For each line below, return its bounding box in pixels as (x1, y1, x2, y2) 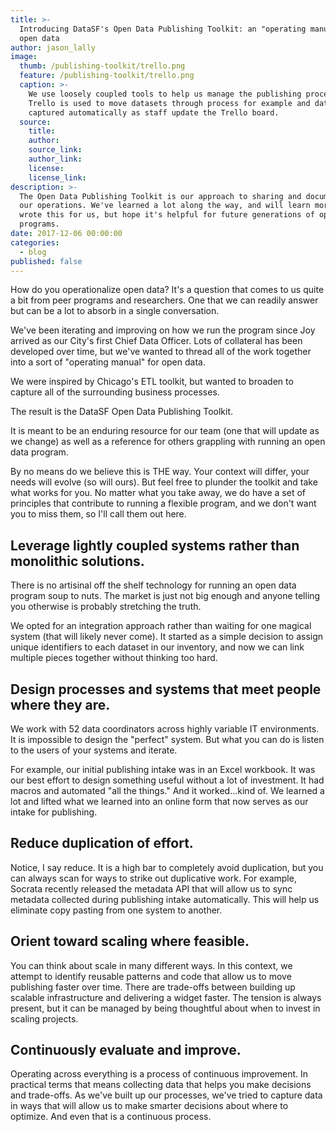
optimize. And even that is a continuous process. (10, 1111, 212, 1123)
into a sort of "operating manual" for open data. (10, 356, 206, 368)
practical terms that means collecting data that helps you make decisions (10, 1079, 312, 1091)
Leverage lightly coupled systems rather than (10, 537, 300, 554)
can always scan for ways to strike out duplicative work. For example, (10, 872, 297, 884)
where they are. (10, 696, 111, 713)
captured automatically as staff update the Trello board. (28, 107, 280, 118)
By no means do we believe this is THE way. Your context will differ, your (10, 466, 310, 478)
